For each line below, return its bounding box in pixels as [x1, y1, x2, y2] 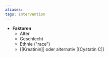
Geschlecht [19, 35, 44, 42]
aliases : [5, 7, 23, 12]
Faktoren [12, 25, 32, 31]
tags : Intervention [5, 12, 46, 17]
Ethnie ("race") [19, 41, 51, 47]
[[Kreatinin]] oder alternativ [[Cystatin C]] [19, 46, 105, 52]
